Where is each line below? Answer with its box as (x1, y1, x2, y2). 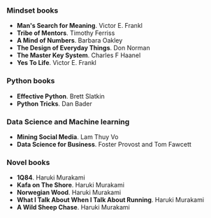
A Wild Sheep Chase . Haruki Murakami (16, 203, 130, 212)
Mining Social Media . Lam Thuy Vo (16, 132, 119, 141)
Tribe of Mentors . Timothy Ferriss (16, 29, 115, 37)
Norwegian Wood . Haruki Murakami (16, 188, 122, 197)
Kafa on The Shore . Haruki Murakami (16, 181, 125, 189)
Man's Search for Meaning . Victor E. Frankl (16, 22, 143, 30)
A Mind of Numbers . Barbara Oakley (16, 36, 123, 45)
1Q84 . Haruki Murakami (16, 173, 85, 182)
